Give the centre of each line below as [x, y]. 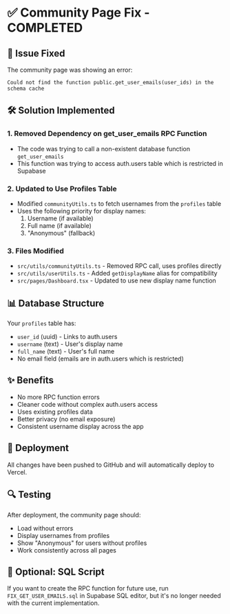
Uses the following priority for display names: [82, 211]
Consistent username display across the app [80, 426]
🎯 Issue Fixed [36, 53]
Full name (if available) [59, 225]
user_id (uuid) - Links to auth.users [67, 337]
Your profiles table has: [42, 323]
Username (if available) [61, 218]
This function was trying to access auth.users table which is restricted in [120, 163]
